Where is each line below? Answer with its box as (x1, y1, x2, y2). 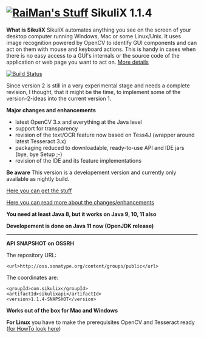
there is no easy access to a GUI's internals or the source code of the (6, 52, 180, 59)
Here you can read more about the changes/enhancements (6, 198, 155, 206)
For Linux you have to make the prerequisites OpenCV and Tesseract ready (6, 319, 195, 326)
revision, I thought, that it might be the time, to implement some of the (6, 88, 181, 95)
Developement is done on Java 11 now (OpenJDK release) (6, 222, 154, 229)
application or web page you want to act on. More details (6, 58, 149, 66)
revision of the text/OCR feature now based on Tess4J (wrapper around (15, 131, 195, 138)
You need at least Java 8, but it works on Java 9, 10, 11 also (6, 210, 157, 218)
